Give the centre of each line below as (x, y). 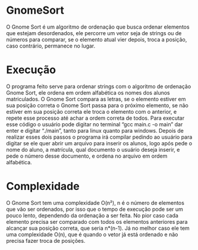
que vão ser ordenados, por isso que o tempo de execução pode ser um (95, 209)
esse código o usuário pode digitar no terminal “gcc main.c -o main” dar (95, 124)
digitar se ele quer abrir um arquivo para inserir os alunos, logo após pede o (99, 143)
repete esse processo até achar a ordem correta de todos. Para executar (95, 118)
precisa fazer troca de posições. (46, 240)
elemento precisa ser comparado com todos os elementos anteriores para (97, 221)
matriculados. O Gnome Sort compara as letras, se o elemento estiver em (96, 99)
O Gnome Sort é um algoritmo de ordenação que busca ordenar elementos (98, 27)
